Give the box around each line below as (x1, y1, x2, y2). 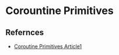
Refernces (5, 27, 44, 37)
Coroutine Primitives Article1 (13, 43, 82, 50)
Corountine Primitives (5, 4, 114, 18)
